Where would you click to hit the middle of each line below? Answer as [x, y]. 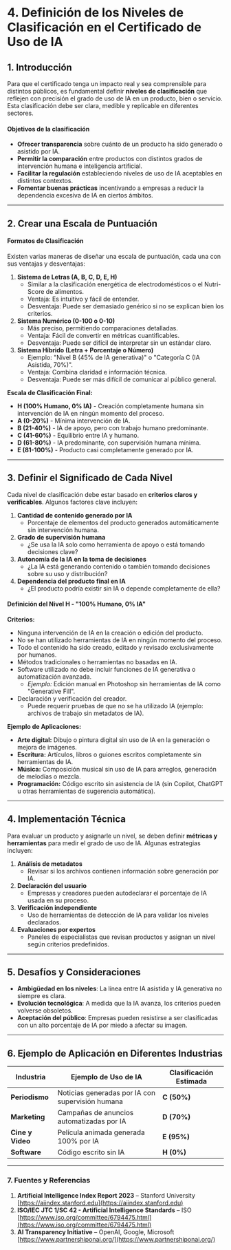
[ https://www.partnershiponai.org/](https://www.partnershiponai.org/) [116, 1239]
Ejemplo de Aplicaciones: [44, 726]
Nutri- [212, 284]
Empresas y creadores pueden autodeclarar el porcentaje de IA [117, 893]
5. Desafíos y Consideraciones [74, 972]
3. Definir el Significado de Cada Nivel [90, 478]
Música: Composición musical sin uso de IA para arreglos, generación [117, 769]
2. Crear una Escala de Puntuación [82, 223]
